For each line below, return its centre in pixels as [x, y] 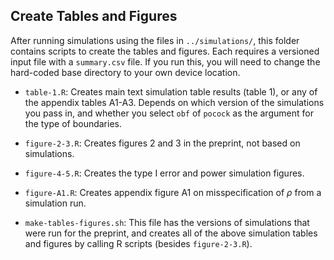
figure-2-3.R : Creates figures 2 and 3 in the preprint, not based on [162, 143]
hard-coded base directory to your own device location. [125, 72]
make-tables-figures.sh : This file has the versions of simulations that [167, 222]
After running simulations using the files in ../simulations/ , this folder [155, 40]
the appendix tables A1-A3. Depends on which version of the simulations [174, 102]
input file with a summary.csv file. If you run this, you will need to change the [165, 61]
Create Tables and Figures [94, 16]
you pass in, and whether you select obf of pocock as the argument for [169, 113]
